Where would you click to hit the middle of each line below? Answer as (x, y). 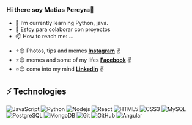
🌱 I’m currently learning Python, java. (62, 23)
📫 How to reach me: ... (44, 37)
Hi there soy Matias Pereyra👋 (50, 10)
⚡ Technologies (36, 91)
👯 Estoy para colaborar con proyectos (63, 29)
